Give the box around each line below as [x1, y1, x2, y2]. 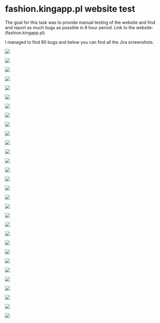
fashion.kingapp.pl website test [5, 3, 135, 15]
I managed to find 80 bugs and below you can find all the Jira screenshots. [5, 39, 154, 45]
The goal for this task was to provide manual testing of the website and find [5, 19, 156, 25]
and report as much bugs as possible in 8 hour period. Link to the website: [5, 24, 153, 30]
